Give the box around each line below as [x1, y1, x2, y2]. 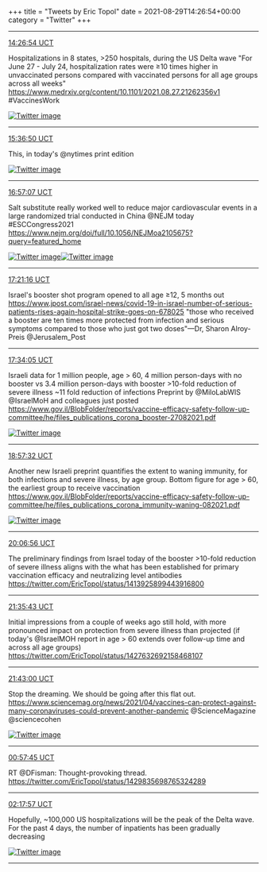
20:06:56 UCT [8, 538, 56, 547]
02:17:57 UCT [8, 800, 53, 808]
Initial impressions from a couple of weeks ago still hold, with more [8, 617, 226, 627]
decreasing [8, 831, 45, 841]
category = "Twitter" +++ [8, 15, 91, 25]
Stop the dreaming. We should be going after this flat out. [8, 689, 196, 698]
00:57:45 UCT [8, 753, 55, 762]
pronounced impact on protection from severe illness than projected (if [8, 626, 241, 635]
